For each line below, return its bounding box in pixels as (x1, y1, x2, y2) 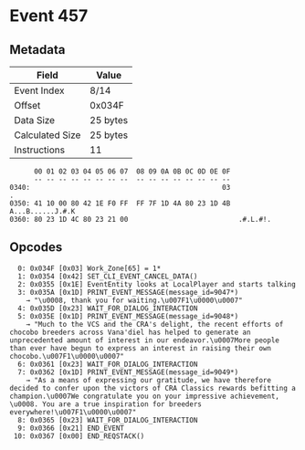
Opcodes (9, 239, 63, 256)
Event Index (14, 84, 65, 97)
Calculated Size (14, 129, 81, 141)
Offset (14, 99, 41, 111)
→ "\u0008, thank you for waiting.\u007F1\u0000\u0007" (26, 296, 244, 305)
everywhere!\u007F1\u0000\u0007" (9, 407, 137, 416)
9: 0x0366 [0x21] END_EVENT (17, 424, 125, 433)
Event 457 (9, 5, 89, 26)
